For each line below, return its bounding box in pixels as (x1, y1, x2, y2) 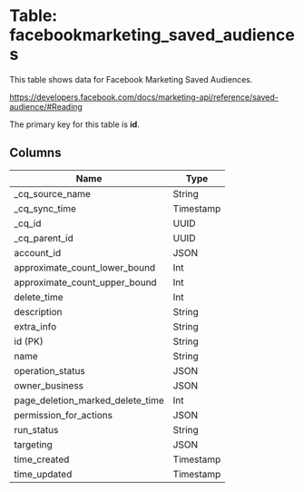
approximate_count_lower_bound (14, 261, 156, 273)
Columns (9, 145, 62, 161)
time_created (14, 453, 70, 466)
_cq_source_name (14, 187, 91, 200)
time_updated (14, 467, 73, 480)
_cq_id (14, 217, 42, 230)
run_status (14, 423, 59, 436)
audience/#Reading (9, 101, 83, 112)
